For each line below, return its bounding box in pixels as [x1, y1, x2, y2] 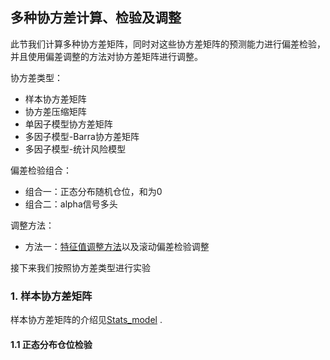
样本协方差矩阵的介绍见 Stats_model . [10, 314, 163, 326]
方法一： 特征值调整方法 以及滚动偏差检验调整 [24, 240, 210, 252]
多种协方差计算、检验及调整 [10, 9, 182, 27]
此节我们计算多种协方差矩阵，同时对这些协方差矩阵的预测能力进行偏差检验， [10, 38, 326, 50]
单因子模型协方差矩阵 [24, 118, 113, 130]
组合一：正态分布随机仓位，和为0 [24, 185, 163, 197]
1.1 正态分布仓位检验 [10, 338, 93, 350]
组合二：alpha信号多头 [24, 198, 118, 210]
